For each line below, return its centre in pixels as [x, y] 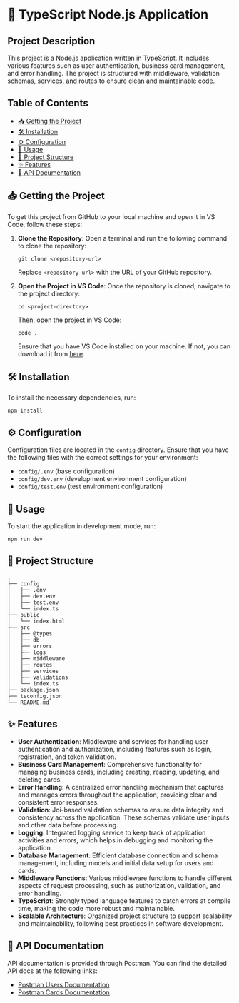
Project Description [51, 41]
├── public [24, 615]
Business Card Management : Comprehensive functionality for [110, 764]
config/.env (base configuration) [66, 471]
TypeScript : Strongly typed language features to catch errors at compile [124, 901]
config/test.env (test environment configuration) [90, 487]
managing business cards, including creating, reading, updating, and [118, 772]
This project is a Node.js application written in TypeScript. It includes [108, 58]
